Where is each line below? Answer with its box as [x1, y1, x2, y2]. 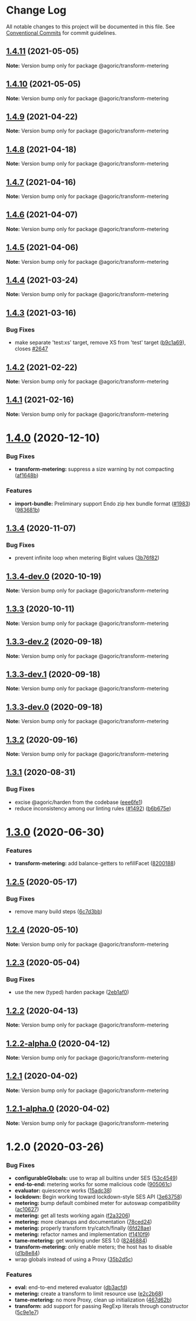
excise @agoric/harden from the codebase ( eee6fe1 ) [14, 799, 143, 806]
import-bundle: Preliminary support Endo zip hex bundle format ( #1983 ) [14, 500, 191, 507]
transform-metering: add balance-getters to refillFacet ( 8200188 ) [14, 860, 176, 867]
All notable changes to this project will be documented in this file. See [6, 23, 175, 30]
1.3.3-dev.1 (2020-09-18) [6, 670, 101, 680]
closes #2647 [14, 345, 48, 352]
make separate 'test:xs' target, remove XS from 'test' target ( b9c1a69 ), [14, 339, 187, 346]
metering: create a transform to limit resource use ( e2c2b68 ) [14, 1290, 164, 1297]
